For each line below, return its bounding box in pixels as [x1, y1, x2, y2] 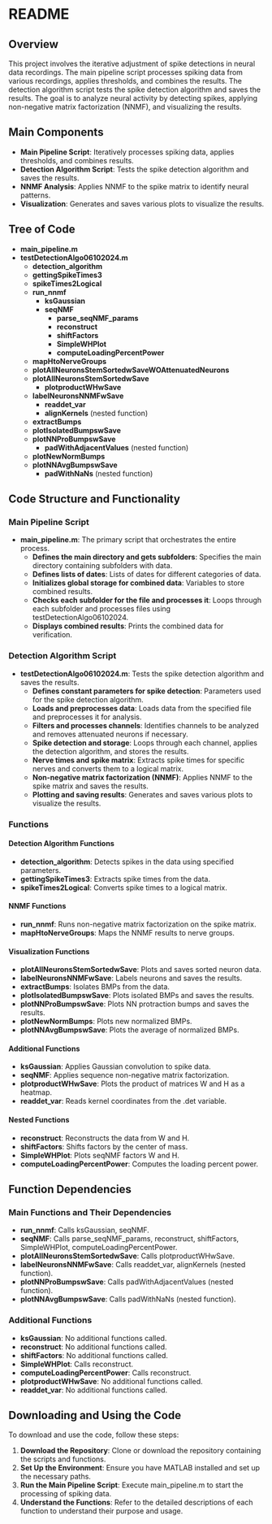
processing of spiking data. [19, 1489, 112, 1499]
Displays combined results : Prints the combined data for [32, 621, 224, 631]
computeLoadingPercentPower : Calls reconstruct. [19, 1367, 192, 1378]
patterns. [19, 190, 51, 200]
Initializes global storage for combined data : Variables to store [32, 578, 245, 588]
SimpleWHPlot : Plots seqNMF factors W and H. [19, 1150, 180, 1160]
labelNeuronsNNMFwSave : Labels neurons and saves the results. [19, 973, 242, 983]
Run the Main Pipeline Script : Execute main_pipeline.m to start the [19, 1480, 244, 1490]
